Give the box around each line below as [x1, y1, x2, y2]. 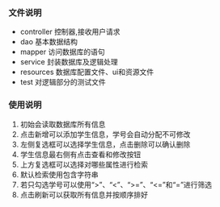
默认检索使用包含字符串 [19, 169, 99, 179]
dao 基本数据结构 [19, 37, 78, 47]
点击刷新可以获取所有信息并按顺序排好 [19, 189, 148, 199]
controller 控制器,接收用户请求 [19, 27, 121, 37]
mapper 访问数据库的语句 [19, 47, 105, 57]
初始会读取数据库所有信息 [19, 119, 106, 129]
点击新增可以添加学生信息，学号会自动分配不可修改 [19, 129, 191, 139]
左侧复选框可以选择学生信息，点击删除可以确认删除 [19, 139, 191, 149]
